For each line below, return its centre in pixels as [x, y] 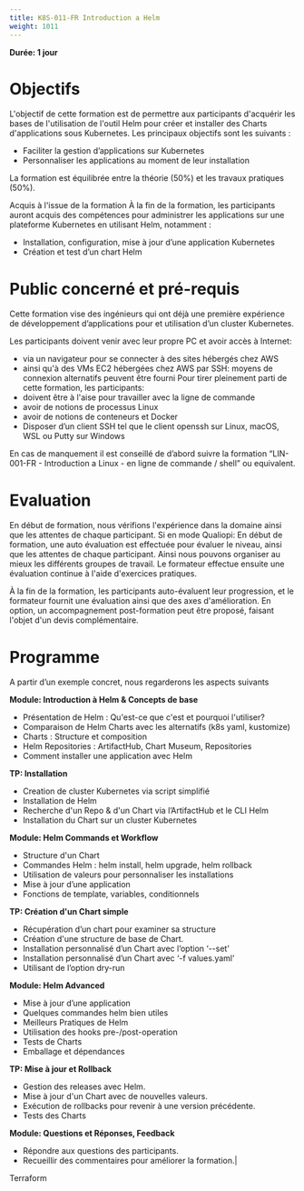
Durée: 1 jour [34, 52]
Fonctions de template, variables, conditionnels [111, 894]
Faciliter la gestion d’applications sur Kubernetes [113, 151]
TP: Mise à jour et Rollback [60, 1069]
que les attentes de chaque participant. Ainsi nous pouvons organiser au [145, 555]
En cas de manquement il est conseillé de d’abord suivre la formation [138, 454]
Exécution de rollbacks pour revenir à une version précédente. [139, 1106]
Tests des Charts [54, 1116]
